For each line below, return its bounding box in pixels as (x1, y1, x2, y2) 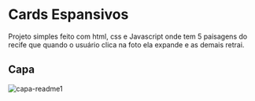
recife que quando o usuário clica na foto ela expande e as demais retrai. (8, 39, 245, 49)
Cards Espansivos (8, 6, 129, 24)
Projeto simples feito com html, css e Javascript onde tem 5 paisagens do (8, 32, 248, 41)
